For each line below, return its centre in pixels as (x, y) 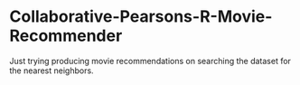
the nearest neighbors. (52, 71)
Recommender (66, 36)
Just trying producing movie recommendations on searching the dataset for (150, 61)
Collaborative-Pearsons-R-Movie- (141, 17)
